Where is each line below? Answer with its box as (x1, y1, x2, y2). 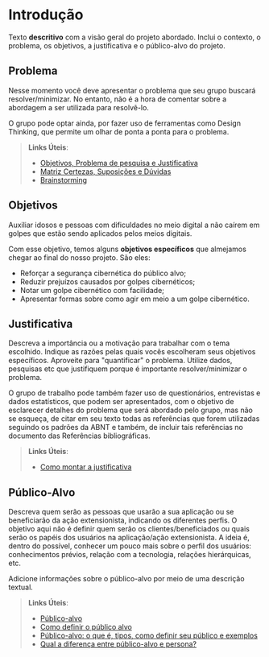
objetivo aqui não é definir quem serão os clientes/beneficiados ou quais (8, 524, 250, 534)
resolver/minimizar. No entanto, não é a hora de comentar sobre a (8, 94, 227, 104)
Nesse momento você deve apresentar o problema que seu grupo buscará (8, 85, 256, 95)
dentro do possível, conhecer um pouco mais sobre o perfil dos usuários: (8, 541, 252, 551)
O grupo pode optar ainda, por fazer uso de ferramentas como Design (8, 118, 242, 128)
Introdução (8, 6, 84, 24)
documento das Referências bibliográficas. (8, 431, 151, 440)
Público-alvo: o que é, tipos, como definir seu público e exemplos (39, 630, 258, 641)
